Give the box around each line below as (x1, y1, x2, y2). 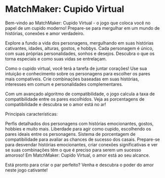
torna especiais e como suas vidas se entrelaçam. (5, 56, 107, 61)
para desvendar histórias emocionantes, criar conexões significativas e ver (5, 141, 158, 147)
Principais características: (5, 111, 58, 117)
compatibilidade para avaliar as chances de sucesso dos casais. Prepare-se (5, 136, 160, 142)
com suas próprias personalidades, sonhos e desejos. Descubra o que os (5, 51, 155, 57)
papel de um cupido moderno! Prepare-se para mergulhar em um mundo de (5, 25, 160, 31)
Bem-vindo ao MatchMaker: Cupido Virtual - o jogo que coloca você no (5, 20, 151, 26)
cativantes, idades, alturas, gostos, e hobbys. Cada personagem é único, (5, 45, 154, 51)
